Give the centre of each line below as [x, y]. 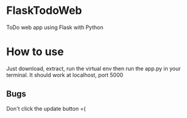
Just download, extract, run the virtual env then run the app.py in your [93, 68]
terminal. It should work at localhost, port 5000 [65, 75]
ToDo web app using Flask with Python [55, 27]
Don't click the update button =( [46, 108]
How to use [35, 52]
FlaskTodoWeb [44, 11]
